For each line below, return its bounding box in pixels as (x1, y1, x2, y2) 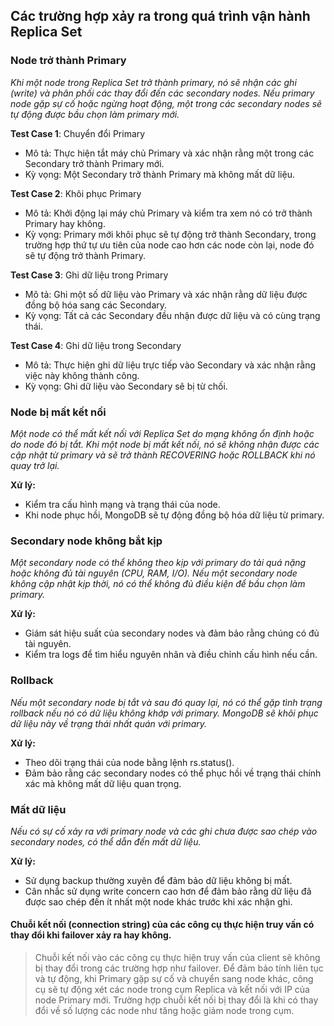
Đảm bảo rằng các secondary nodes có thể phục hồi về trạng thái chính (24, 767, 322, 779)
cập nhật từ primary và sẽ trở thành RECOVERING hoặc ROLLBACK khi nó (10, 449, 316, 461)
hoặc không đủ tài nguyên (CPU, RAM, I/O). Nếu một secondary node (10, 567, 298, 579)
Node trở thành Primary (10, 54, 127, 68)
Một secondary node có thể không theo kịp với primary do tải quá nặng (10, 557, 307, 569)
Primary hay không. (24, 217, 106, 229)
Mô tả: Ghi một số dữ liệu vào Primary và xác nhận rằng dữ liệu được (24, 288, 308, 300)
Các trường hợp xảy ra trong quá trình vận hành (10, 8, 311, 25)
